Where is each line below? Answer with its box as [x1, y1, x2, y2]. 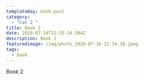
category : [6, 14, 31, 20]
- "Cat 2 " [11, 19, 38, 25]
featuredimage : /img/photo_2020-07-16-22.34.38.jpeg [6, 41, 139, 47]
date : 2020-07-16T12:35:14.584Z [6, 30, 86, 36]
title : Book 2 [6, 25, 41, 31]
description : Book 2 [6, 36, 57, 41]
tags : [6, 47, 19, 53]
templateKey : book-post [6, 8, 65, 15]
